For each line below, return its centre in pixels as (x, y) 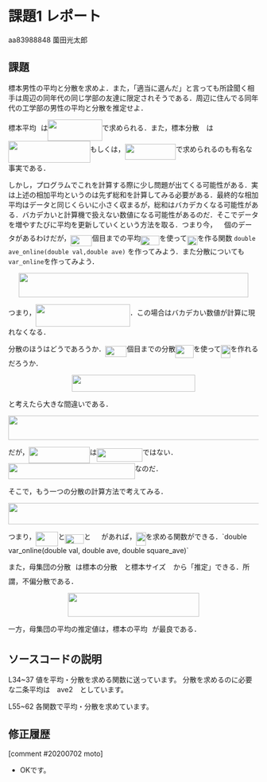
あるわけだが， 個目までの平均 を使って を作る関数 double (139, 238)
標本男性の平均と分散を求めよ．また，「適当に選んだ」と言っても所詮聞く (128, 87)
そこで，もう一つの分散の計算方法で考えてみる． (88, 491)
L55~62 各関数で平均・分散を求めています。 (81, 707)
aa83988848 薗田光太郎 (48, 40)
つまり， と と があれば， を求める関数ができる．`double (128, 536)
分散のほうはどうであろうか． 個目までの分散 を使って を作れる (133, 349)
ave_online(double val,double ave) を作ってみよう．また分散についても (126, 252)
